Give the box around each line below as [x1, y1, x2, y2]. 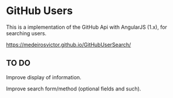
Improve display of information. [6, 73, 82, 80]
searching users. [6, 29, 47, 36]
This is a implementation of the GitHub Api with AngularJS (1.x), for [6, 23, 167, 31]
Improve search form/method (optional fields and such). [6, 85, 141, 92]
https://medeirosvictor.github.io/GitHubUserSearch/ [6, 41, 131, 48]
